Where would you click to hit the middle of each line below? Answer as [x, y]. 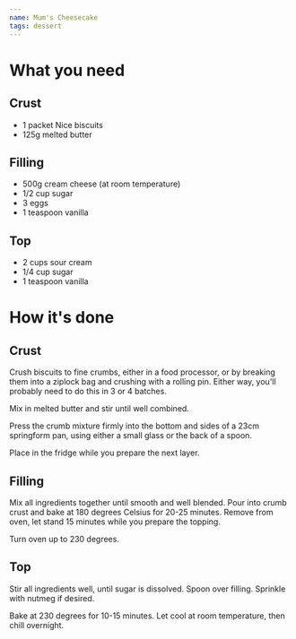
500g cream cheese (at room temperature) [101, 184]
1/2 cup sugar [48, 194]
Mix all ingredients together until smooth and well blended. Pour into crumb [148, 502]
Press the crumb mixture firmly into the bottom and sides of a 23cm [135, 426]
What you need [67, 70]
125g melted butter [57, 134]
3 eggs [35, 203]
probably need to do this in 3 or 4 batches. [88, 392]
